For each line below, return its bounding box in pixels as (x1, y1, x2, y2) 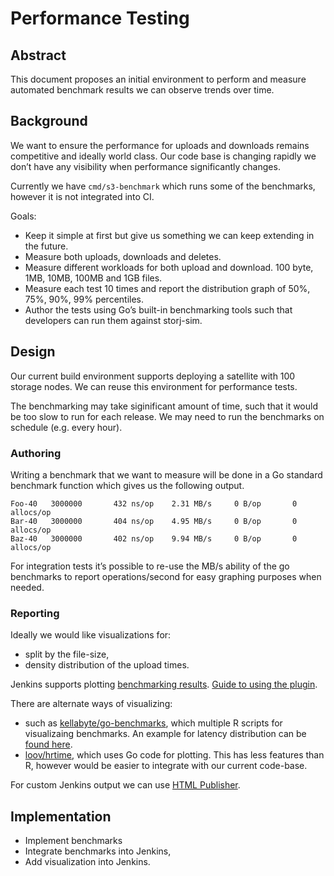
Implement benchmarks (24, 835, 123, 847)
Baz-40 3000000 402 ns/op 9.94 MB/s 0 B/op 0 (10, 533, 298, 544)
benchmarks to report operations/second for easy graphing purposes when (10, 570, 322, 582)
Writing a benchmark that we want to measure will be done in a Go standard (10, 468, 323, 481)
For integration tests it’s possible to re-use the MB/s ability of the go (10, 560, 290, 572)
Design (10, 343, 56, 361)
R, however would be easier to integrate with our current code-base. (24, 760, 308, 772)
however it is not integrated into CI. (10, 190, 155, 202)
